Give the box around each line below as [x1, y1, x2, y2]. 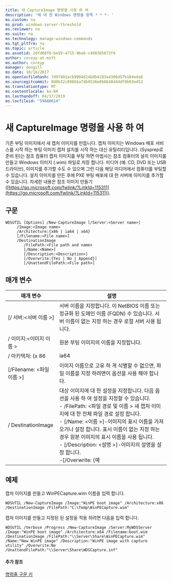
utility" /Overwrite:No [5, 543, 56, 548]
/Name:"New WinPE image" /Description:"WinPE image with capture [5, 538, 147, 543]
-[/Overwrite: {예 [59, 456, 100, 463]
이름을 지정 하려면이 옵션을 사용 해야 [65, 370, 148, 377]
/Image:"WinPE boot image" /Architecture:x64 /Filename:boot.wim [5, 529, 147, 535]
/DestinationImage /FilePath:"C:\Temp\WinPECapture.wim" [5, 505, 130, 510]
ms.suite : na [5, 31, 33, 37]
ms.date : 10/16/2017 [5, 70, 50, 75]
